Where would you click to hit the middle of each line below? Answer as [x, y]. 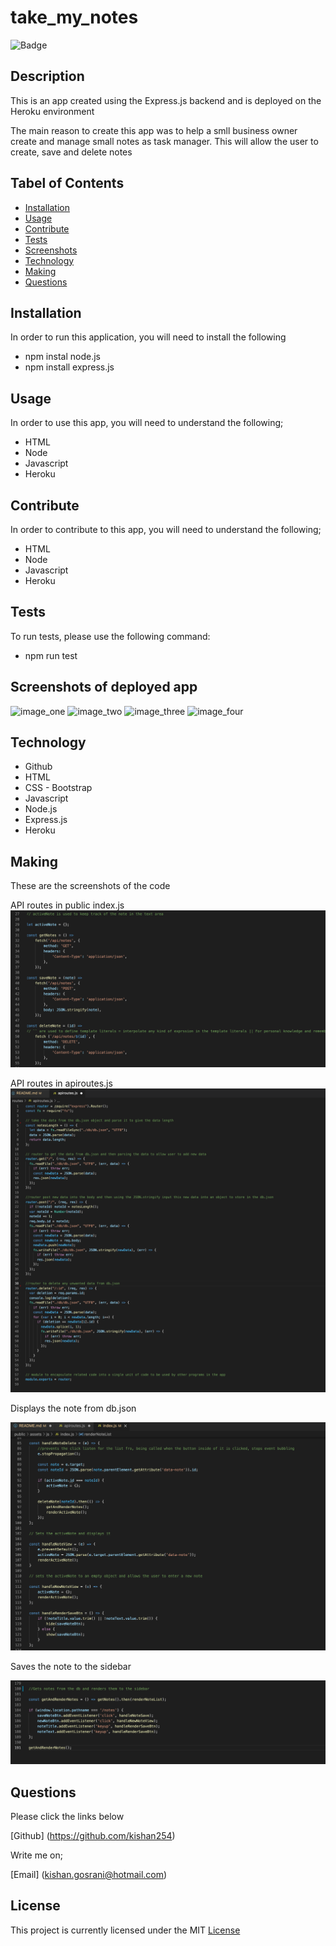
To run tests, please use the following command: [110, 636]
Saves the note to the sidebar [71, 1667]
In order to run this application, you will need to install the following [148, 337]
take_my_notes [74, 17]
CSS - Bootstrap [58, 788]
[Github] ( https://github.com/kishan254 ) [93, 1835]
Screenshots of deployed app [104, 687]
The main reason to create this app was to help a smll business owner [154, 130]
